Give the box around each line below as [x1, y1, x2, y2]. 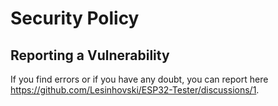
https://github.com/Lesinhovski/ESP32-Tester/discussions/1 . [10, 84, 260, 96]
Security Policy [10, 7, 140, 30]
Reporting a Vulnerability [10, 47, 170, 64]
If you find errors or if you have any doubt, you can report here [10, 73, 269, 85]
